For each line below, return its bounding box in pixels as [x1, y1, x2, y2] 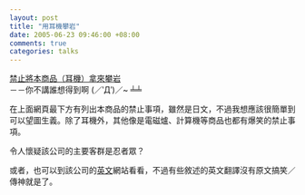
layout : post [9, 13, 59, 23]
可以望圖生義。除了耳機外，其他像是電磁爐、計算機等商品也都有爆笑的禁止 [9, 115, 288, 126]
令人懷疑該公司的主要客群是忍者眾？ [9, 146, 145, 157]
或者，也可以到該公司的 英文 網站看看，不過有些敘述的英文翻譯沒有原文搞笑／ [9, 165, 296, 176]
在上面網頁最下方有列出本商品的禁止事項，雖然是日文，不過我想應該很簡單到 [9, 103, 296, 114]
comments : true [9, 38, 67, 48]
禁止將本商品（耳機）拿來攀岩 [9, 73, 121, 84]
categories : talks [9, 47, 79, 56]
